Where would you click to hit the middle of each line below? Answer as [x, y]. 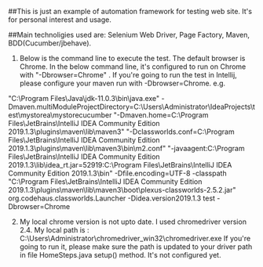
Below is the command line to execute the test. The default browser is [132, 58]
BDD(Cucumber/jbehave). [50, 43]
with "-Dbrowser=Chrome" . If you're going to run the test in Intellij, [128, 75]
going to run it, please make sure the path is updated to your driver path [136, 247]
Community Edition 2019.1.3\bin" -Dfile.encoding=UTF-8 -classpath [117, 173]
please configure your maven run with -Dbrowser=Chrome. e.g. [122, 83]
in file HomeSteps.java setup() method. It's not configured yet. [120, 255]
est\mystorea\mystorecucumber [60, 115]
